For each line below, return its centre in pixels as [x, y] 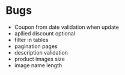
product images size [40, 59]
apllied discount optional [45, 33]
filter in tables [31, 40]
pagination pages [36, 46]
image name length [38, 65]
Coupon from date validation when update [67, 27]
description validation [41, 52]
